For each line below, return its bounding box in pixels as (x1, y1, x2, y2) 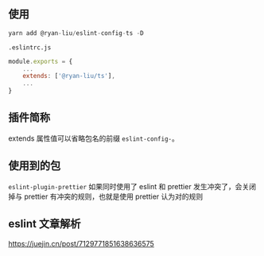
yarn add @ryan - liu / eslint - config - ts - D (8, 29, 145, 37)
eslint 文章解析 (8, 217, 81, 231)
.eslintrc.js (8, 43, 52, 52)
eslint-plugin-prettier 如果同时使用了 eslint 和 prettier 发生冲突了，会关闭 (8, 181, 257, 191)
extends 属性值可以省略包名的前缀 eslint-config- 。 (8, 134, 179, 143)
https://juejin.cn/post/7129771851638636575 (8, 239, 155, 248)
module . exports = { (8, 57, 73, 65)
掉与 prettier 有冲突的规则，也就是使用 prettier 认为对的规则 (8, 192, 204, 201)
